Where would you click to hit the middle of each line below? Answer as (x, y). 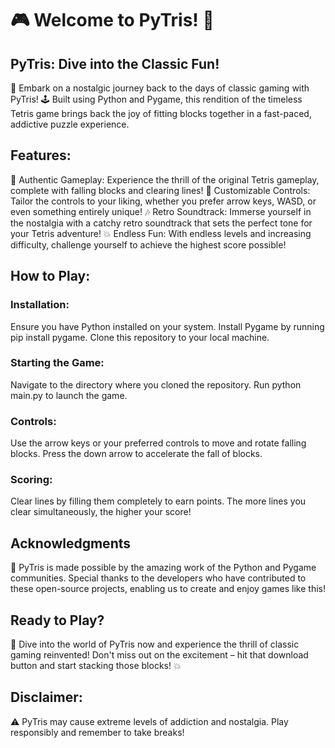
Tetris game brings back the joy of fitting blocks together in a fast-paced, (161, 113)
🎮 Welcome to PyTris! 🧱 (112, 20)
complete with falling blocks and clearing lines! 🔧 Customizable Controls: (160, 190)
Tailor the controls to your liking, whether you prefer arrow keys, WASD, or (163, 201)
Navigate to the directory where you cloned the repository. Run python (156, 384)
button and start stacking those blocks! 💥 (96, 666)
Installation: (40, 305)
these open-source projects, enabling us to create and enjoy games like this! (168, 589)
